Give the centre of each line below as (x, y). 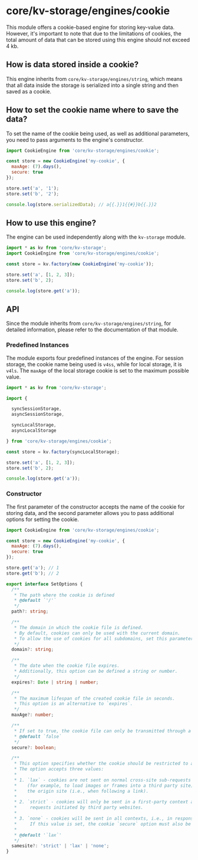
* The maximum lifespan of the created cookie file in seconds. (95, 698)
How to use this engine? (51, 223)
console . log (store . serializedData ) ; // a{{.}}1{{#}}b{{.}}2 (82, 204)
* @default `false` (38, 737)
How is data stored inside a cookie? (72, 65)
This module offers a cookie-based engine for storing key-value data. (90, 27)
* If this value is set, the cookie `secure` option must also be (103, 824)
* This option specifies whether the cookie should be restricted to (101, 764)
